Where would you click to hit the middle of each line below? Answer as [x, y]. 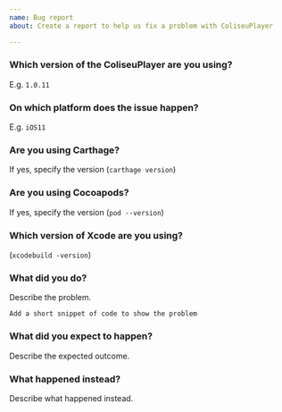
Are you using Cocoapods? [69, 193]
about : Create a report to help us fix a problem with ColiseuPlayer [141, 26]
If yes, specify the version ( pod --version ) [87, 212]
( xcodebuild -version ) [50, 255]
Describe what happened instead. [71, 398]
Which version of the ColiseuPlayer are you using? [121, 65]
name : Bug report [41, 17]
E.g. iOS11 [28, 127]
